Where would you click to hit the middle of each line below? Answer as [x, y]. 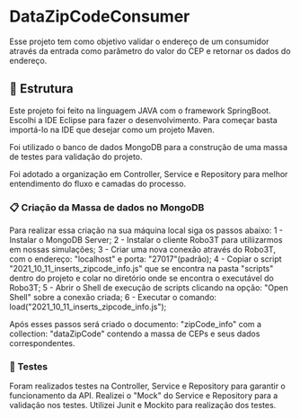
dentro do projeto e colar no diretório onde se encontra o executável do [141, 278]
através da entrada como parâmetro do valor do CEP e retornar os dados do [150, 50]
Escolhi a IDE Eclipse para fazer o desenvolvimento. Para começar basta [144, 120]
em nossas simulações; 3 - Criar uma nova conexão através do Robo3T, [143, 250]
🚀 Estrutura [41, 89]
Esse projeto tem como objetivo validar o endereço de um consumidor [139, 41]
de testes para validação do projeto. [76, 156]
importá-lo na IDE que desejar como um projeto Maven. [112, 129]
